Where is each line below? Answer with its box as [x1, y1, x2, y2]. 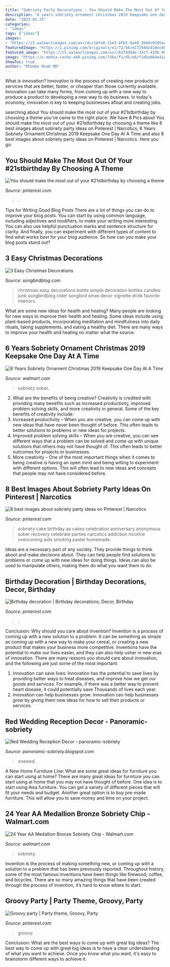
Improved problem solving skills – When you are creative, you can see [12, 432, 158, 438]
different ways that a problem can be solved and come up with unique [12, 438, 159, 444]
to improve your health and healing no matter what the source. [5, 329, 136, 335]
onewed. [17, 758, 36, 764]
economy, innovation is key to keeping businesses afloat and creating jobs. [5, 99, 162, 105]
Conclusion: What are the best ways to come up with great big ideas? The [5, 940, 159, 946]
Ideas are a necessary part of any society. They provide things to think [5, 546, 153, 552]
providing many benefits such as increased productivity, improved [12, 400, 151, 406]
